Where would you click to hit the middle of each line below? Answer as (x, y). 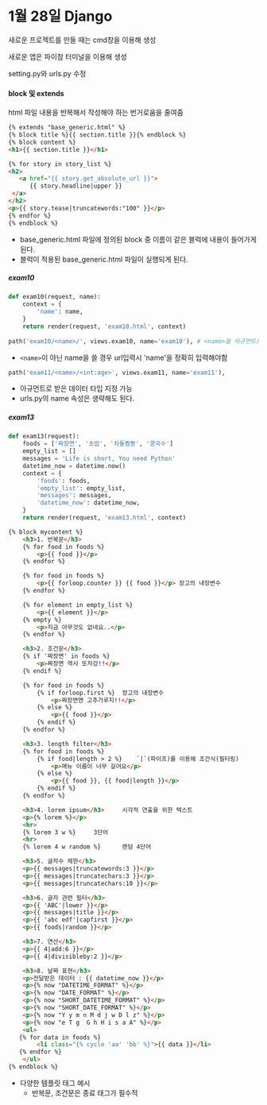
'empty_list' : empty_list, (81, 488)
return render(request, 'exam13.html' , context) (104, 518)
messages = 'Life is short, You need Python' (99, 459)
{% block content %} (43, 142)
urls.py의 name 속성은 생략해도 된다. (77, 399)
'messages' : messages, (74, 496)
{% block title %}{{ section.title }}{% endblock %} (97, 135)
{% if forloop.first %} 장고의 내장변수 (101, 693)
